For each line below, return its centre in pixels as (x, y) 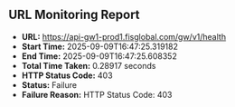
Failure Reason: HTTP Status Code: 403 (97, 94)
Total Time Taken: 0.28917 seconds (89, 65)
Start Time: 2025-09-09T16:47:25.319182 (99, 46)
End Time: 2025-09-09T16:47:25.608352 (99, 56)
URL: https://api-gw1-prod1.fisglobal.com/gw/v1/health (124, 36)
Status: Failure (49, 84)
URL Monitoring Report (75, 15)
